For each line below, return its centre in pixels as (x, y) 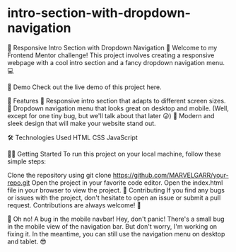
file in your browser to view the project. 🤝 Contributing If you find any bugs (116, 190)
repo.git (19, 183)
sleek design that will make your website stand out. (82, 123)
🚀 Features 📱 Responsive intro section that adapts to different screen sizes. (117, 101)
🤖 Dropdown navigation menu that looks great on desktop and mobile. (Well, (118, 108)
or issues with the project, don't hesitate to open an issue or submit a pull (114, 197)
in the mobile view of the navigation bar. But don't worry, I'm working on (112, 226)
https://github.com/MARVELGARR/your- (171, 175)
